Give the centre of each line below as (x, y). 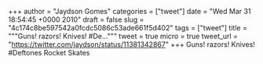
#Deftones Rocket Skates (49, 53)
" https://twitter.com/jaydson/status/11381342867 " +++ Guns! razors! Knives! (131, 44)
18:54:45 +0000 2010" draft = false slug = (76, 20)
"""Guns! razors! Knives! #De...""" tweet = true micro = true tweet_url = (123, 36)
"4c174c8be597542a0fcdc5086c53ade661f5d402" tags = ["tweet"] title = (128, 28)
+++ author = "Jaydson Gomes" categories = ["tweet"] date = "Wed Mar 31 (130, 11)
